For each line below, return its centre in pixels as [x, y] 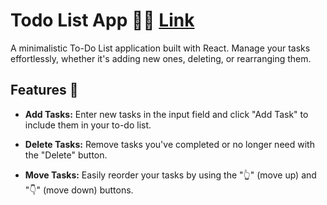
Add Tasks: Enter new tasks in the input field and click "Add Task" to [166, 114]
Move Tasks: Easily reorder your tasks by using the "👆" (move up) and [170, 175]
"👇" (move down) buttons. [79, 190]
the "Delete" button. [66, 155]
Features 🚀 [44, 90]
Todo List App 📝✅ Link [102, 20]
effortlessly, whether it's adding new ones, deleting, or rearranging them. [161, 58]
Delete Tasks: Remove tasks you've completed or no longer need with [169, 144]
